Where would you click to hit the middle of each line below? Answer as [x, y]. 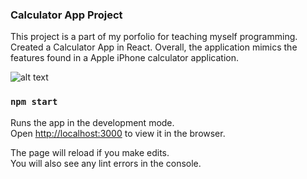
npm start [34, 102]
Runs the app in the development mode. [92, 122]
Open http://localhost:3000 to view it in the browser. [118, 133]
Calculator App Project [66, 15]
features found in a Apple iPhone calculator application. [125, 58]
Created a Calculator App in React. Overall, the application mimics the [154, 47]
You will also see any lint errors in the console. [106, 163]
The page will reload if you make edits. [90, 152]
